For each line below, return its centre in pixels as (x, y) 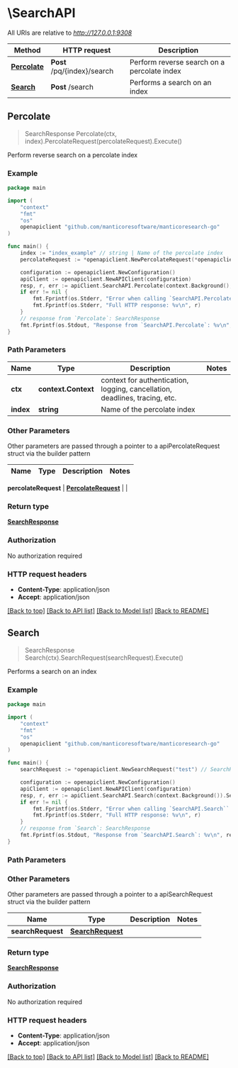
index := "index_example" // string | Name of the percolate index (121, 253)
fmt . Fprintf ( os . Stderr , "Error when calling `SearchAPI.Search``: (133, 809)
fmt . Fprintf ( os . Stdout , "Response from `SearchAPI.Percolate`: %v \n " (125, 325)
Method (27, 50)
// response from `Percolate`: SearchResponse (90, 318)
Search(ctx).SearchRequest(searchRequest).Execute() (104, 658)
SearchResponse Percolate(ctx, (70, 133)
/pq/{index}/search (82, 71)
